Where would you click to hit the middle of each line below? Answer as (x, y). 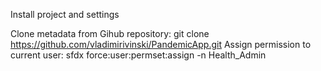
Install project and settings (65, 14)
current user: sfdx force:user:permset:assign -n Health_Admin (138, 55)
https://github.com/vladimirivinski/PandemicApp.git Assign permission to (161, 44)
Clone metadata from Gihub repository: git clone (110, 33)
